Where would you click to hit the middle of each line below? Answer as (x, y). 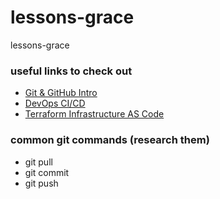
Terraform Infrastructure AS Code (94, 114)
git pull (38, 162)
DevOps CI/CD (55, 103)
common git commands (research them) (110, 140)
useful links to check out (71, 71)
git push (41, 183)
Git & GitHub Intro (61, 93)
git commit (47, 172)
